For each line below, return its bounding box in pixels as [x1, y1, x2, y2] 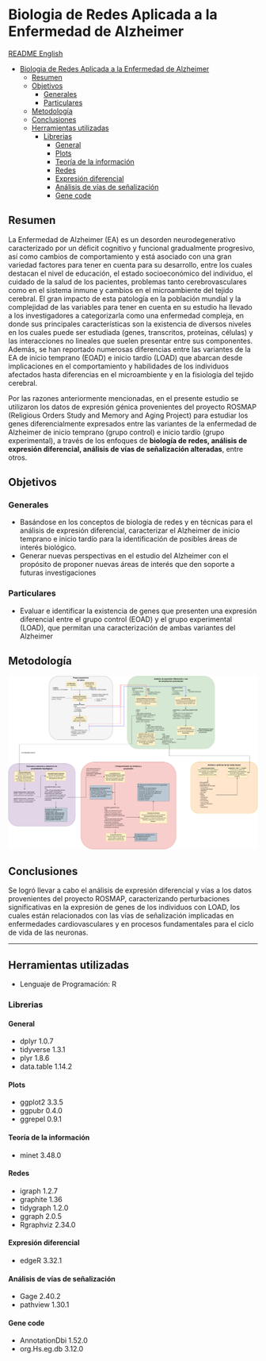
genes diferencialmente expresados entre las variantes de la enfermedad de [8, 418, 257, 428]
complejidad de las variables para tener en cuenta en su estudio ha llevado [8, 302, 253, 311]
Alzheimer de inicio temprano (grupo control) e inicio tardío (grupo [8, 427, 225, 437]
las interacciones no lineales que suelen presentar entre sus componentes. [8, 336, 253, 345]
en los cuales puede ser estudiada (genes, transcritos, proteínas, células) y [8, 327, 253, 337]
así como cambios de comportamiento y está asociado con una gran [8, 252, 232, 261]
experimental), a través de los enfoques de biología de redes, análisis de [8, 435, 248, 445]
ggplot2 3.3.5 [19, 1097, 63, 1107]
